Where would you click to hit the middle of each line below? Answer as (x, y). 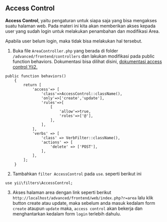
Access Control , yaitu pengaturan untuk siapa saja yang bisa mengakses (81, 20)
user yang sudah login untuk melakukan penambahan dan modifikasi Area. (82, 31)
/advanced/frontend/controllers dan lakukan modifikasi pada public (83, 56)
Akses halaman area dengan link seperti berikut (62, 192)
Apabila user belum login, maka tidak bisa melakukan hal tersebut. (74, 41)
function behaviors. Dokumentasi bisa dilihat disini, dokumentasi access (87, 61)
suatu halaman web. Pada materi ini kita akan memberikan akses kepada (80, 26)
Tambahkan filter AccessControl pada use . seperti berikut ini (77, 174)
